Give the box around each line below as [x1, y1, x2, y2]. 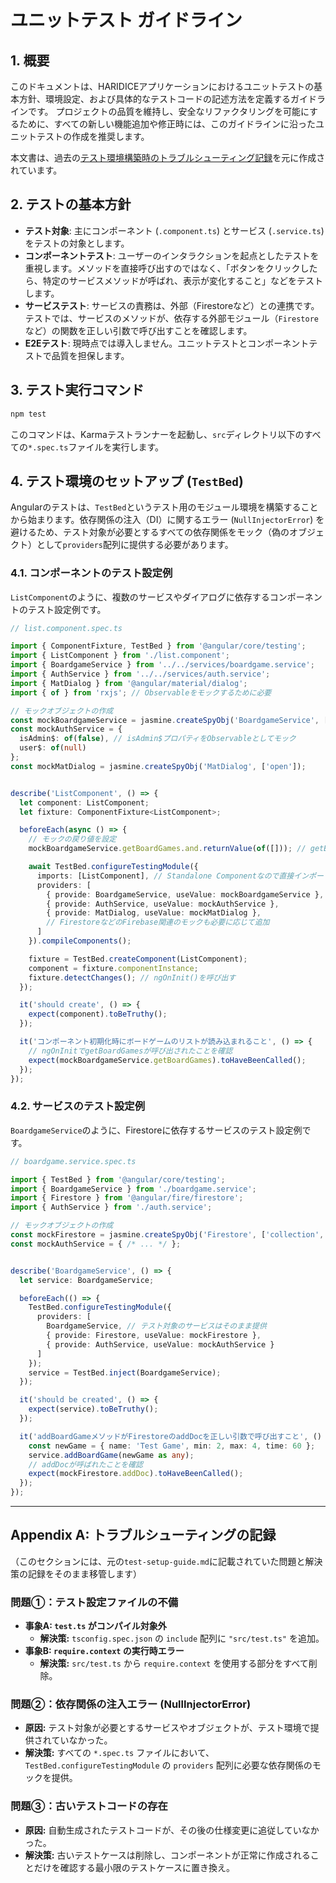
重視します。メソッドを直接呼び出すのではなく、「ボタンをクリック [24, 262, 301, 274]
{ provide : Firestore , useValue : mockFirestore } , [46, 1331, 262, 1341]
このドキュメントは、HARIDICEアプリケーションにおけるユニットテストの [10, 81, 315, 92]
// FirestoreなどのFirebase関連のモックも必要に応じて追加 [46, 917, 270, 928]
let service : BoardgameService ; [19, 1275, 155, 1285]
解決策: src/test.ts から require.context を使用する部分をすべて [39, 1657, 309, 1670]
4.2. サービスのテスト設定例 [10, 1099, 146, 1113]
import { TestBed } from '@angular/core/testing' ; [10, 1174, 226, 1185]
